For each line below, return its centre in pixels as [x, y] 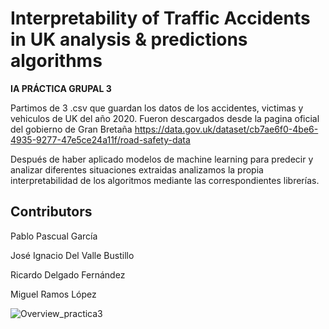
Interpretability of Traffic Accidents [160, 18]
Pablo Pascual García [54, 236]
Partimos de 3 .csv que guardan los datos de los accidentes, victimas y [157, 108]
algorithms [56, 61]
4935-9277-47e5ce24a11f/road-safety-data [100, 139]
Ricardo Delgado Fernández [68, 274]
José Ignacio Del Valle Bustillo [72, 255]
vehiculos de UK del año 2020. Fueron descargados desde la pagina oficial [165, 118]
